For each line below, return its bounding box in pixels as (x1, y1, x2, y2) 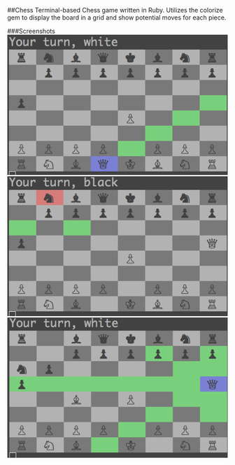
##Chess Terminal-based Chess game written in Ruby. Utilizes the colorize (7, 6, 224, 14)
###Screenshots (7, 27, 56, 35)
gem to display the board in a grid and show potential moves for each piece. (7, 13, 227, 22)
